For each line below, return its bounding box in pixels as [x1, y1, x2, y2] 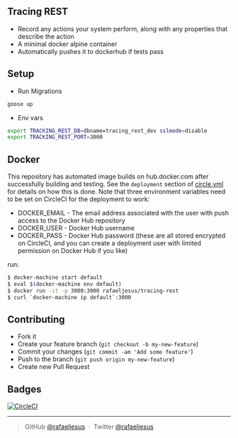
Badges [7, 383, 42, 395]
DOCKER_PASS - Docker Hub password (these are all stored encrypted [17, 231, 225, 240]
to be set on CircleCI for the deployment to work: [7, 195, 150, 203]
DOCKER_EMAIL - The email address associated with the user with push [17, 209, 229, 218]
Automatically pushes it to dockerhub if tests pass [17, 47, 164, 55]
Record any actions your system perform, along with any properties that [17, 24, 228, 33]
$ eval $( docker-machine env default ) [7, 280, 122, 287]
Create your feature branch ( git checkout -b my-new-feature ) [17, 340, 199, 348]
